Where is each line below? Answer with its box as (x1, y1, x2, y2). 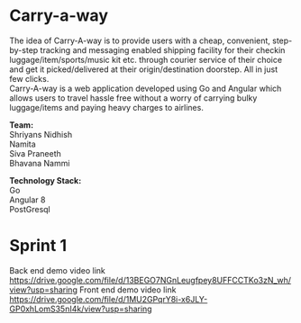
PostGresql (9, 203, 51, 214)
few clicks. (9, 73, 50, 84)
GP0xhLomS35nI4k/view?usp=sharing (9, 303, 152, 314)
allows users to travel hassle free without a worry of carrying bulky (9, 92, 258, 103)
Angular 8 (9, 194, 46, 205)
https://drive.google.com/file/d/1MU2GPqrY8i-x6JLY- (9, 293, 208, 304)
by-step (9, 44, 39, 55)
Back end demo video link (9, 265, 105, 275)
